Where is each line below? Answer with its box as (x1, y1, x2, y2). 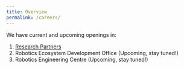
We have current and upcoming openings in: (6, 31, 116, 38)
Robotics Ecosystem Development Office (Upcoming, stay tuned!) (14, 49, 179, 56)
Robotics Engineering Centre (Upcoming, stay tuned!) (14, 56, 148, 63)
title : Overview (6, 8, 47, 15)
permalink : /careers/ (6, 15, 61, 21)
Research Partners (14, 43, 62, 50)
